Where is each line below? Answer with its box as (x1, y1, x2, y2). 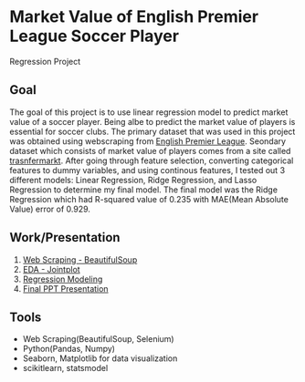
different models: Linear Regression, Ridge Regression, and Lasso (9, 174, 258, 185)
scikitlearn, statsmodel (22, 363, 109, 374)
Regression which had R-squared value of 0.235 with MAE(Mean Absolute (9, 193, 289, 204)
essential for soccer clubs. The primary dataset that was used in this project (9, 126, 296, 137)
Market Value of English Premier (9, 6, 258, 27)
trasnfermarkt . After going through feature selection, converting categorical (9, 155, 294, 166)
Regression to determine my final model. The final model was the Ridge (9, 184, 279, 195)
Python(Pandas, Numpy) (22, 344, 116, 355)
